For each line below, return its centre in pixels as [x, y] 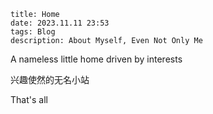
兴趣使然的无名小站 [50, 79]
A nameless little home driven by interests [96, 59]
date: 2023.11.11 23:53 [60, 23]
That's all [29, 99]
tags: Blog [33, 32]
